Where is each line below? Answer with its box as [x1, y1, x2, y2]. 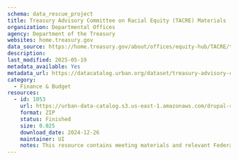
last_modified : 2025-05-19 [7, 57, 87, 64]
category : [7, 76, 37, 84]
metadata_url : [7, 69, 50, 76]
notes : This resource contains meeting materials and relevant [20, 142, 211, 149]
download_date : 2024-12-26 [20, 129, 100, 136]
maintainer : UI [20, 135, 65, 142]
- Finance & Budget [13, 83, 72, 90]
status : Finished [20, 115, 72, 122]
